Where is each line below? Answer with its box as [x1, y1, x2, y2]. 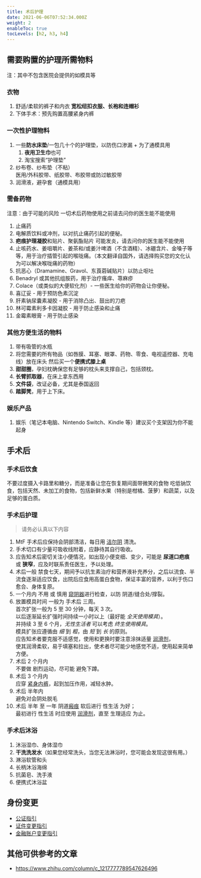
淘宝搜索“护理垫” [24, 156, 66, 163]
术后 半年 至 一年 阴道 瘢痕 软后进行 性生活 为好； [15, 702, 136, 710]
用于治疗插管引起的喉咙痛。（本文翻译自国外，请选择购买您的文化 [26, 252, 185, 259]
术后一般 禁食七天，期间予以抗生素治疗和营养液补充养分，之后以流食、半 [15, 568, 195, 575]
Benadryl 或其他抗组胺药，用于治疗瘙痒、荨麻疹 [15, 274, 134, 281]
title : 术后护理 [7, 8, 44, 15]
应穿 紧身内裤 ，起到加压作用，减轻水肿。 [15, 680, 117, 687]
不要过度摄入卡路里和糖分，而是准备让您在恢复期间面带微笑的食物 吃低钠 [7, 480, 186, 487]
